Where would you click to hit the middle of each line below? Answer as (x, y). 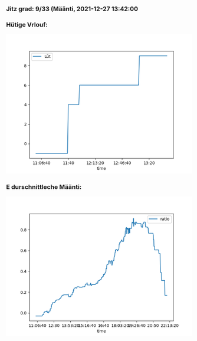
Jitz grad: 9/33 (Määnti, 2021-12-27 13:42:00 (72, 9)
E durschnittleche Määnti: (44, 187)
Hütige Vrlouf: (27, 24)
